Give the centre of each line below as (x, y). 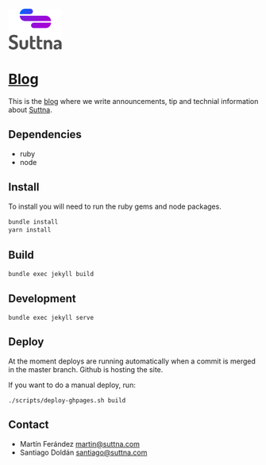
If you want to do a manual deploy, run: (72, 385)
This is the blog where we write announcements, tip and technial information (133, 101)
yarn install (30, 230)
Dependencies (45, 135)
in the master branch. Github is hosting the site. (86, 369)
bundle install (33, 222)
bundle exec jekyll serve (51, 317)
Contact (29, 425)
